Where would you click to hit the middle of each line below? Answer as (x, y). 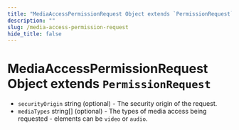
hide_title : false (34, 34)
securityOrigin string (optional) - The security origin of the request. (117, 104)
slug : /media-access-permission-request (68, 27)
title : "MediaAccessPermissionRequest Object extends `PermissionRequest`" (122, 14)
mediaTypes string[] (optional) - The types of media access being (112, 112)
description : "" (31, 21)
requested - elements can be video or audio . (83, 119)
